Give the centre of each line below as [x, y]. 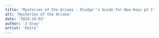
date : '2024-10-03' [25, 19]
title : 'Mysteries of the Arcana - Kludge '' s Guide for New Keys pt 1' [80, 10]
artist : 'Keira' [22, 28]
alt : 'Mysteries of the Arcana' [38, 14]
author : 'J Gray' [23, 23]
